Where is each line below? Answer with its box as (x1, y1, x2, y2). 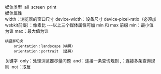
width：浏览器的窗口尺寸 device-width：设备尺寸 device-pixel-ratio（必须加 (5, 16, 157, 22)
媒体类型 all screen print (5, 4, 57, 10)
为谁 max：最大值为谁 (5, 28, 49, 34)
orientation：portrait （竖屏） (14, 49, 75, 54)
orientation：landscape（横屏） (14, 44, 75, 49)
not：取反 (11, 64, 31, 70)
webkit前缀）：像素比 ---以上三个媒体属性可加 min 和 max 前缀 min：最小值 (5, 22, 154, 28)
